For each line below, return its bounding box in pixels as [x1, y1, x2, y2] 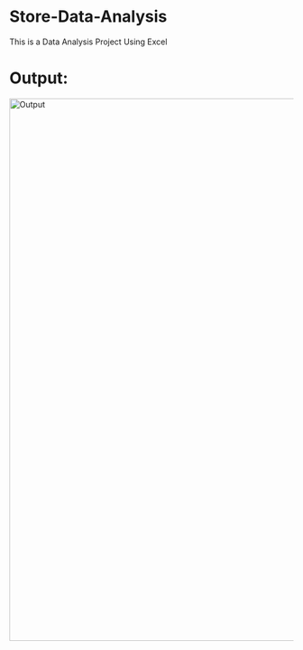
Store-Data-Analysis [9, 6, 168, 27]
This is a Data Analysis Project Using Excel [9, 36, 168, 47]
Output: [9, 68, 69, 89]
